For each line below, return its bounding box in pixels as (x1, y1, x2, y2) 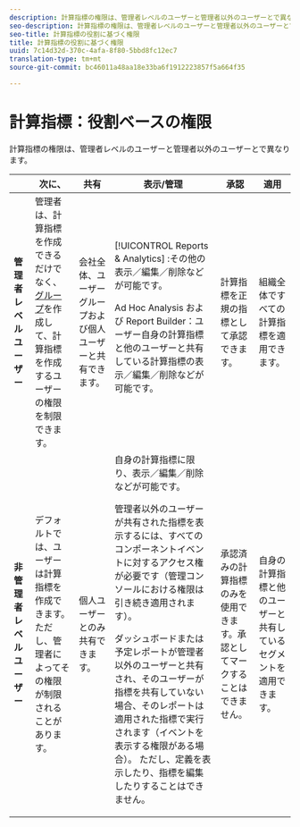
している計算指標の (114, 355, 196, 367)
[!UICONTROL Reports (114, 239, 209, 251)
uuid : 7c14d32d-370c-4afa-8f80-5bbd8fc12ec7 (9, 46, 178, 55)
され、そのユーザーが (114, 672, 204, 685)
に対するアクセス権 (123, 556, 204, 569)
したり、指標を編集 (123, 766, 204, 779)
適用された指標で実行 (114, 713, 204, 725)
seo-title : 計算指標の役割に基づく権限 (9, 30, 140, 38)
